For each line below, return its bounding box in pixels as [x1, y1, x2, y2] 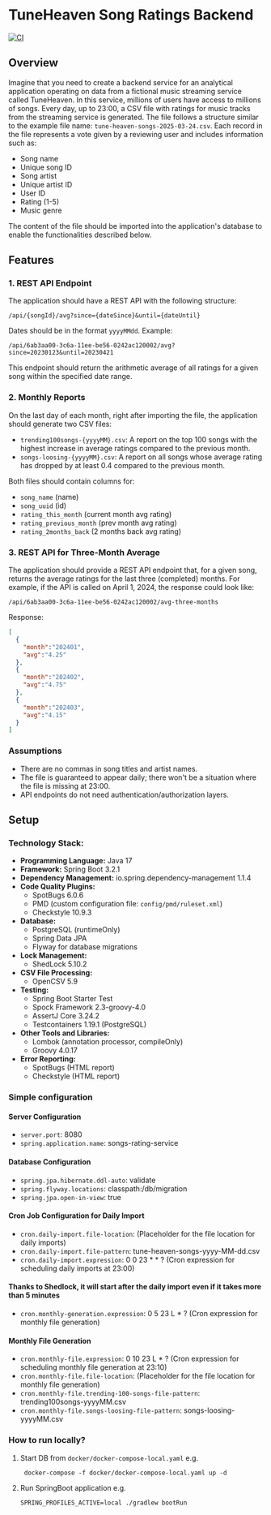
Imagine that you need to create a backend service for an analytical [8, 77, 233, 87]
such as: [8, 138, 37, 148]
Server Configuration [8, 1112, 82, 1121]
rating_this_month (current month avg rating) [19, 509, 172, 519]
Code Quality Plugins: [19, 882, 95, 892]
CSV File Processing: [19, 968, 93, 978]
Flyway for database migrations [32, 942, 138, 952]
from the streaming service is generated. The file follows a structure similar [8, 112, 259, 122]
